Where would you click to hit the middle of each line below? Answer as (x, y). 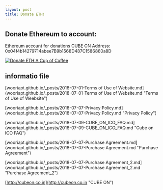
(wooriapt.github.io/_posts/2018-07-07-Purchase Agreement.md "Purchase (81, 148)
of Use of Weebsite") (26, 98)
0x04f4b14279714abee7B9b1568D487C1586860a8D (58, 51)
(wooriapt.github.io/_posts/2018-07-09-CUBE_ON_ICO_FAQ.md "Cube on (79, 128)
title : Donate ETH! (25, 14)
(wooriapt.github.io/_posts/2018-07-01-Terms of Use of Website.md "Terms (82, 93)
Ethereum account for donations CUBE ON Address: (58, 46)
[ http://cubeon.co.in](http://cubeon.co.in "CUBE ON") (59, 183)
